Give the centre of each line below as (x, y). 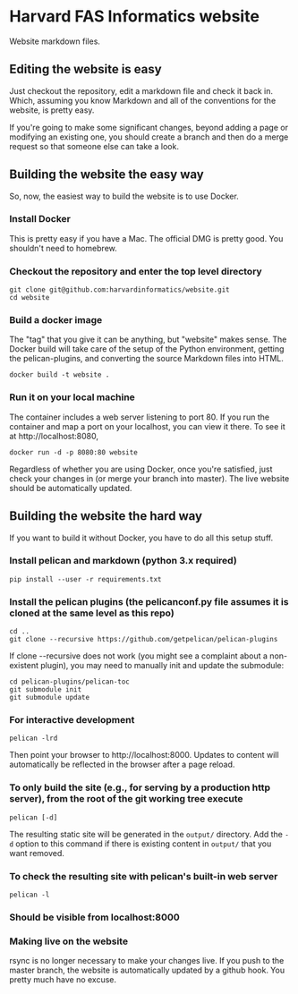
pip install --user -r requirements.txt (86, 579)
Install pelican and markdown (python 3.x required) (123, 561)
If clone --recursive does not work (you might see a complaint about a (139, 656)
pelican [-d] (34, 817)
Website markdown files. (55, 41)
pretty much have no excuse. (63, 980)
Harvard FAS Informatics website (134, 17)
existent (24, 666)
